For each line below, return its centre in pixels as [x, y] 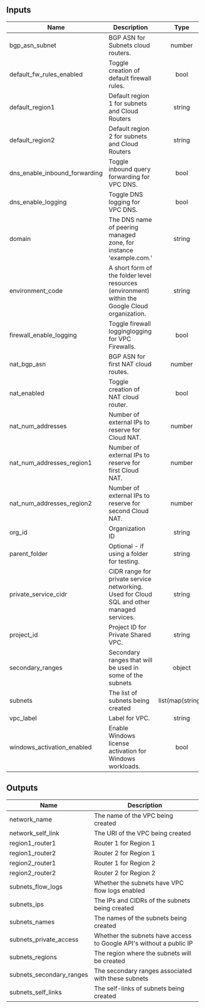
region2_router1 [33, 863]
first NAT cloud [130, 364]
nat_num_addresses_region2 [51, 503]
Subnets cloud [130, 45]
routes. [119, 371]
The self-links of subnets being [139, 988]
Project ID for [128, 627]
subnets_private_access [44, 939]
